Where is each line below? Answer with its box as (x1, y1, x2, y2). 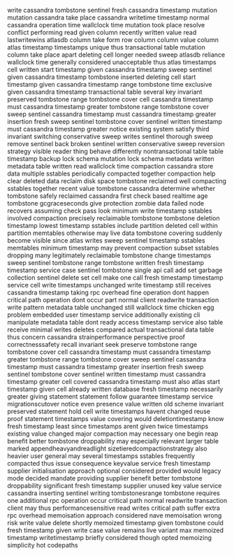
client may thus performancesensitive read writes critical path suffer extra (7, 504, 220, 512)
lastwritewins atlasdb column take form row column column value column (7, 36, 219, 44)
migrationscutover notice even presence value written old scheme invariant (7, 400, 224, 408)
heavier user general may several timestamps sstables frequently (7, 452, 196, 460)
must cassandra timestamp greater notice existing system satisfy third (7, 125, 210, 133)
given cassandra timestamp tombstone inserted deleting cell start (7, 73, 196, 81)
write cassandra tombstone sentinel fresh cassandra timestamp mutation (7, 6, 218, 14)
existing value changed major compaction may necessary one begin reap (7, 429, 219, 438)
